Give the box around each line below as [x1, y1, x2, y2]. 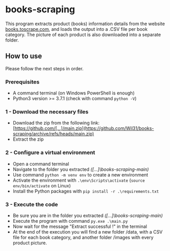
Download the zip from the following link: [12, 120, 100, 126]
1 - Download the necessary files [5, 108, 89, 115]
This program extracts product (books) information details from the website [5, 21, 165, 27]
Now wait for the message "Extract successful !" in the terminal [12, 223, 147, 229]
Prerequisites [5, 78, 40, 85]
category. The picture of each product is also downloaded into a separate [5, 31, 161, 37]
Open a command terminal [12, 161, 69, 167]
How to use [5, 52, 42, 61]
